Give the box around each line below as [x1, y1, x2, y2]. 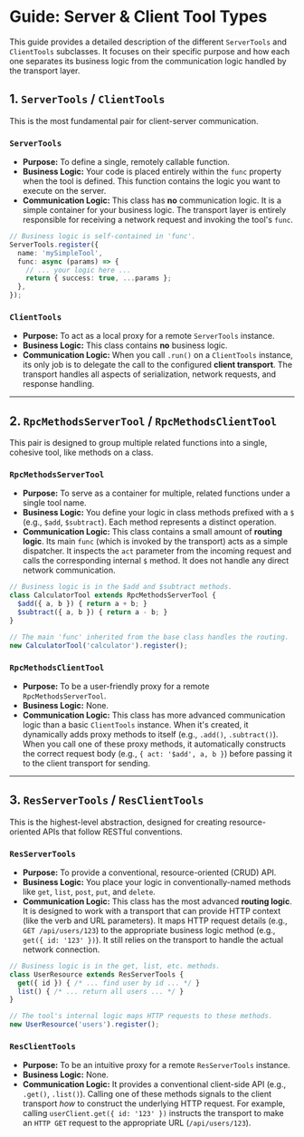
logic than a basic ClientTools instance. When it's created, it [22, 718, 249, 730]
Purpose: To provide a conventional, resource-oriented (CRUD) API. [22, 867, 277, 878]
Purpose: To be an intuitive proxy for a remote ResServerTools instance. [22, 1060, 291, 1071]
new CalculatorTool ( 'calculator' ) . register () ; [9, 641, 188, 650]
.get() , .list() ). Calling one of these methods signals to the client [22, 1089, 272, 1100]
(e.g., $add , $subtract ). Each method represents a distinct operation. [22, 516, 277, 527]
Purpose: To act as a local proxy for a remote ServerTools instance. [22, 331, 275, 342]
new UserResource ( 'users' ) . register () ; [9, 1020, 160, 1029]
